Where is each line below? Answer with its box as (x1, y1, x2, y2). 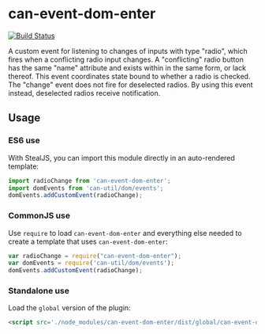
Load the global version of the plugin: (8, 303, 132, 313)
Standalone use (8, 286, 69, 297)
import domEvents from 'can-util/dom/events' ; (8, 184, 164, 192)
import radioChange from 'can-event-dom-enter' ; (8, 176, 171, 184)
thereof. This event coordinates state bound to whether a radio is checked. (8, 71, 251, 81)
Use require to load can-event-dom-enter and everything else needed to (8, 228, 242, 237)
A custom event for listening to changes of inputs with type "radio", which (8, 46, 248, 55)
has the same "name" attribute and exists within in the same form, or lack (8, 63, 247, 72)
